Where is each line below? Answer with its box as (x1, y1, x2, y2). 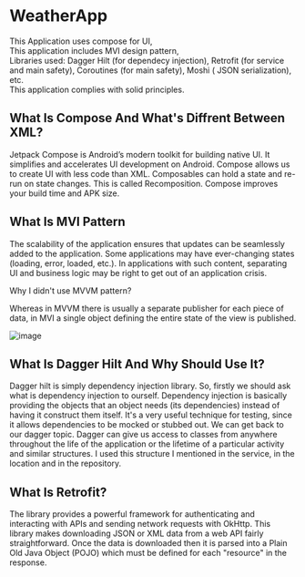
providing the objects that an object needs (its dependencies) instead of (9, 400, 280, 411)
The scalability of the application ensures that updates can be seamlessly (9, 238, 285, 249)
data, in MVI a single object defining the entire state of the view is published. (9, 312, 297, 324)
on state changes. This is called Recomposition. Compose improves (24, 178, 279, 189)
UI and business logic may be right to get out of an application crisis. (9, 267, 267, 278)
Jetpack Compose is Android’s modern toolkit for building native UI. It (9, 149, 270, 160)
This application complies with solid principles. (9, 84, 185, 95)
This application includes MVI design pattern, (9, 45, 179, 56)
